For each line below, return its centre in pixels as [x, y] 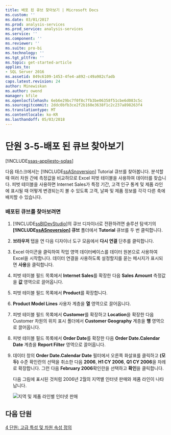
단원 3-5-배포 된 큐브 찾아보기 [65, 146]
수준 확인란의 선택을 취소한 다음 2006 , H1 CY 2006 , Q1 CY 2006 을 [88, 362]
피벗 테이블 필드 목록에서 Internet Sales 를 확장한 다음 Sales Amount [82, 275]
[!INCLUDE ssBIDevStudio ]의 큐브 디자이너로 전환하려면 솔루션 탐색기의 [84, 224]
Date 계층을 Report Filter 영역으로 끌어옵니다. [59, 344]
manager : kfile [21, 96]
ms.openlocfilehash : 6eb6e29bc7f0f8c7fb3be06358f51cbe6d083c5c [74, 100]
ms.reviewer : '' [22, 43]
